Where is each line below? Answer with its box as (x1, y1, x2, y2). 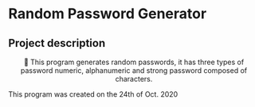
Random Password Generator (8, 5, 207, 23)
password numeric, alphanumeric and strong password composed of (20, 66, 248, 75)
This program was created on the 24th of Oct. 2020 (8, 90, 178, 99)
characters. (115, 75, 153, 83)
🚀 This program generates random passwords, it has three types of (23, 57, 245, 67)
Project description (8, 36, 106, 50)
